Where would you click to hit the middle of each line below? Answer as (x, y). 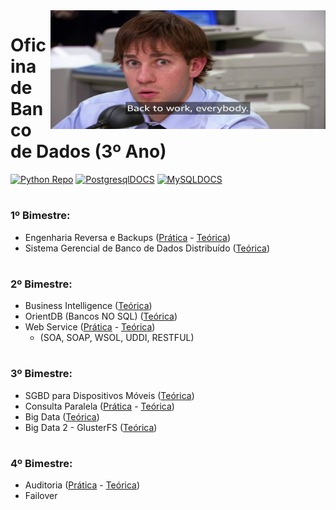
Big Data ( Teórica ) (62, 416)
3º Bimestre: (41, 374)
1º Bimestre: (40, 216)
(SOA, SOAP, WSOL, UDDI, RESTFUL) (117, 338)
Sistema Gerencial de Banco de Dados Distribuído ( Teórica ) (147, 248)
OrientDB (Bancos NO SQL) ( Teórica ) (101, 316)
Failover (41, 496)
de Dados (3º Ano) (88, 151)
